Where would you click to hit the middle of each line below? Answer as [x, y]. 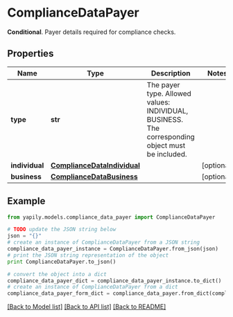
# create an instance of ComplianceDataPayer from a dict [93, 287]
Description [171, 73]
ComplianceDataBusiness [94, 176]
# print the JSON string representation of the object [88, 255]
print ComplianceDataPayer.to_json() [62, 262]
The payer [163, 84]
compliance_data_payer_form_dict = [59, 293]
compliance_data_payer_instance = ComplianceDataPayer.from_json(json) [113, 249]
